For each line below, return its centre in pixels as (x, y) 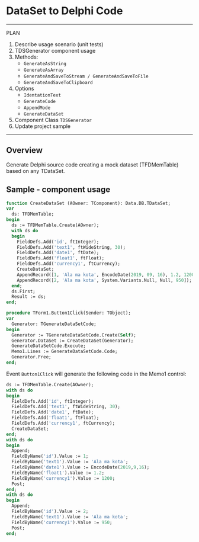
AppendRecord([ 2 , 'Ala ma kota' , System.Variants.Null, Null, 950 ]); (105, 280)
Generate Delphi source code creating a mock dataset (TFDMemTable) (92, 165)
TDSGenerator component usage (55, 50)
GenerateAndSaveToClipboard (58, 82)
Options (24, 88)
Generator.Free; (31, 357)
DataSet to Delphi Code (65, 11)
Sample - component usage (58, 190)
